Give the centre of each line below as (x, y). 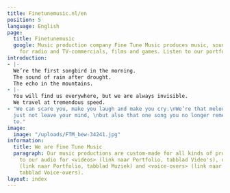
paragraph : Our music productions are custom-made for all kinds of (113, 154)
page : (15, 33)
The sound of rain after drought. (62, 77)
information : (26, 141)
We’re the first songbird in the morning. (75, 70)
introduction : (27, 58)
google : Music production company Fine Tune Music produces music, (112, 45)
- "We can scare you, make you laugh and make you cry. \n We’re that (107, 109)
